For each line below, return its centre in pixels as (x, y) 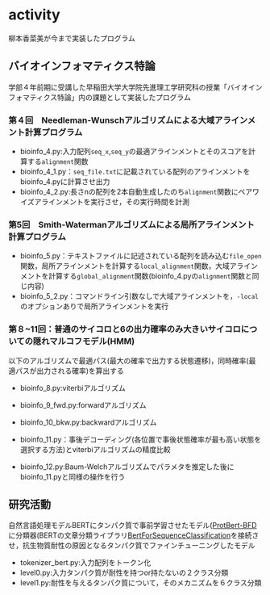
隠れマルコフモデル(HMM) (84, 341)
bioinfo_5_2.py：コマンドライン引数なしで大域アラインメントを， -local (139, 296)
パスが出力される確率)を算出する (70, 371)
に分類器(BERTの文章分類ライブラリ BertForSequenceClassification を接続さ (134, 535)
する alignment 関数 (58, 161)
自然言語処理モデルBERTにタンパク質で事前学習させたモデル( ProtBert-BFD (133, 526)
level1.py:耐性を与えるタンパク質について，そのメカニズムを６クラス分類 (141, 583)
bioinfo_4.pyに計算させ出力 (65, 182)
